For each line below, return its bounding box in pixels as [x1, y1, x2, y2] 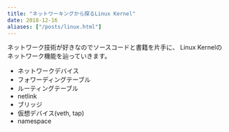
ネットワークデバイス [17, 67, 79, 75]
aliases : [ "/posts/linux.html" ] [7, 23, 102, 30]
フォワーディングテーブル [17, 75, 91, 84]
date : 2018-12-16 [7, 17, 58, 24]
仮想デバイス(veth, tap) [17, 109, 85, 117]
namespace [17, 117, 52, 126]
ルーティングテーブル [17, 85, 79, 93]
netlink [17, 92, 37, 101]
